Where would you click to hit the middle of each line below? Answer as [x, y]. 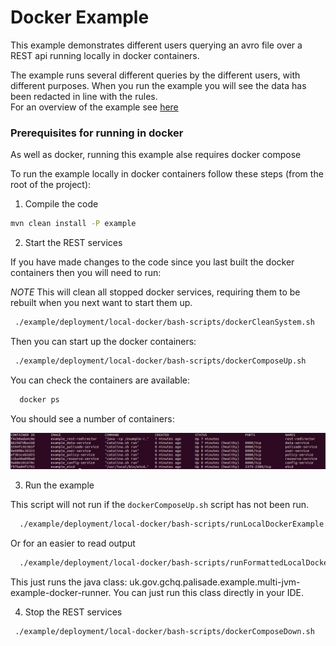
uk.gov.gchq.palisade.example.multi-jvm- [215, 582]
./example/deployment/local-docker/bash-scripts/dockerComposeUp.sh [160, 361]
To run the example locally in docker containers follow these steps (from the [167, 174]
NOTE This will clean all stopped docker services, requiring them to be [155, 292]
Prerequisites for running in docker [97, 133]
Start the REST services [73, 243]
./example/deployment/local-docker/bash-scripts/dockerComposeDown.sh [164, 631]
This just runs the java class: [69, 582]
